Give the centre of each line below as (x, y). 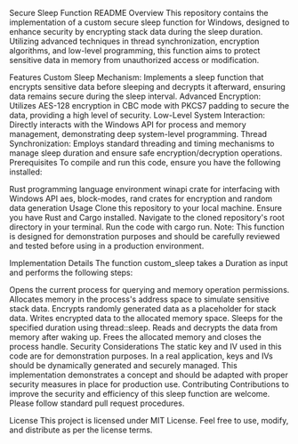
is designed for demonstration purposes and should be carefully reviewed (145, 236)
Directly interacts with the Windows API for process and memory (128, 125)
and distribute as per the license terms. (81, 430)
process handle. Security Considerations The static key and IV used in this (145, 347)
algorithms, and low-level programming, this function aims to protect (135, 51)
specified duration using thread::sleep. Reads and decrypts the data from (144, 327)
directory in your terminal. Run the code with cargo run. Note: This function (147, 227)
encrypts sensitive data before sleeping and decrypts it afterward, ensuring (148, 87)
